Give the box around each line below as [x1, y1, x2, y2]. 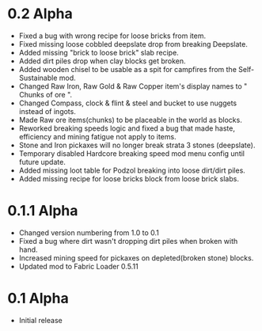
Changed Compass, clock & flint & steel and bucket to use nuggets [18, 98, 237, 108]
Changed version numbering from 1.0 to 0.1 [18, 227, 159, 238]
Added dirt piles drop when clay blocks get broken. [18, 56, 187, 66]
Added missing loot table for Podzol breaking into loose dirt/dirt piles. [18, 165, 246, 175]
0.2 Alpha [7, 5, 73, 23]
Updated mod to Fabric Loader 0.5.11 [18, 261, 139, 271]
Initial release [18, 315, 63, 325]
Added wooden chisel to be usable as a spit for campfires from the [18, 64, 237, 74]
